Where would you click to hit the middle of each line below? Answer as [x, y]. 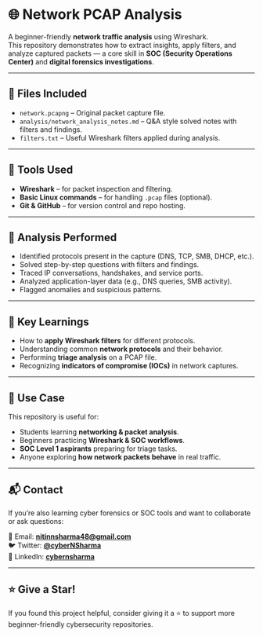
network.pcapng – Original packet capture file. [92, 112]
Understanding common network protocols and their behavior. [121, 349]
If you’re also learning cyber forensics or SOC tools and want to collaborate [130, 513]
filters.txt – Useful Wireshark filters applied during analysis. [120, 137]
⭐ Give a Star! [42, 589]
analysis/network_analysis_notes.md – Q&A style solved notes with [128, 121]
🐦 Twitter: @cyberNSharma [55, 545]
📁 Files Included [48, 94]
